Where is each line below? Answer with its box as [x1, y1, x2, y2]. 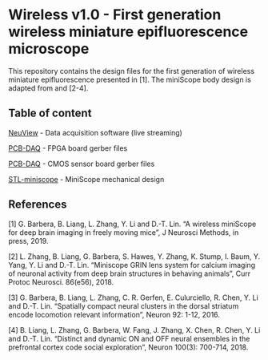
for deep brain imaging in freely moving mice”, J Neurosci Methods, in [8, 227, 239, 237]
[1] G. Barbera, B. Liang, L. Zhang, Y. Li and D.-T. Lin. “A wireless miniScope [8, 219, 257, 229]
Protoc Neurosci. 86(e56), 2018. [8, 277, 114, 286]
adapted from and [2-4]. [8, 83, 89, 93]
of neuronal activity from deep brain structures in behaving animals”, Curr [8, 269, 251, 278]
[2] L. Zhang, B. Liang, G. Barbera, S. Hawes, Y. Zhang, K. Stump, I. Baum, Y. [8, 251, 261, 261]
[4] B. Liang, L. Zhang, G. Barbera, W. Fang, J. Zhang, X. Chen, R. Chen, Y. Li [8, 325, 261, 334]
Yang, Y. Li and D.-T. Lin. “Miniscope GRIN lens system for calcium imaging [8, 260, 256, 269]
